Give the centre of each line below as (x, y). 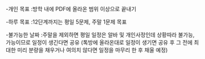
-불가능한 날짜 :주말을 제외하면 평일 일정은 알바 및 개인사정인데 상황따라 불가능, (100, 35)
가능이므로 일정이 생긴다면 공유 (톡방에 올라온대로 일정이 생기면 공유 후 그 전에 (99, 42)
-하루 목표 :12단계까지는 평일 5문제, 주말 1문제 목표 (66, 22)
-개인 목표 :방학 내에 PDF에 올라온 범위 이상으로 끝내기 (71, 9)
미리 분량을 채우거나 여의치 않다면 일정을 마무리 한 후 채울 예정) (92, 50)
